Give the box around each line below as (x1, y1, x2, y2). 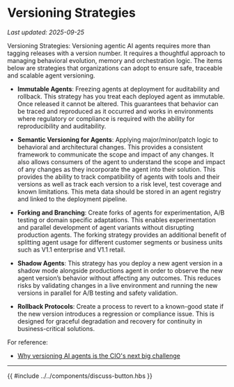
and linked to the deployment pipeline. (17, 194, 127, 203)
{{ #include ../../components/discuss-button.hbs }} (7, 372, 153, 380)
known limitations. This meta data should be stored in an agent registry (17, 187, 221, 196)
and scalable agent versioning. (7, 71, 95, 80)
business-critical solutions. (17, 324, 95, 333)
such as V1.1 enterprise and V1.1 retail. (17, 245, 126, 254)
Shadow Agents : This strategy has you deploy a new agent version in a (17, 258, 223, 267)
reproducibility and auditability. (17, 122, 107, 130)
